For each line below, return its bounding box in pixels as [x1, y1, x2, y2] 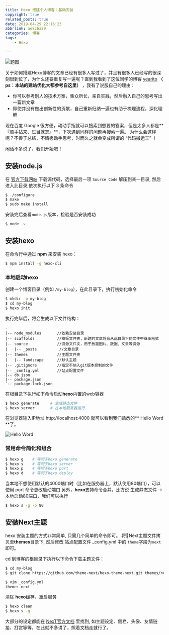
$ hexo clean [5, 604, 33, 609]
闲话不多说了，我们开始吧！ [5, 145, 63, 151]
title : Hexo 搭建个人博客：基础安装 [5, 7, 74, 13]
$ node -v [5, 222, 26, 227]
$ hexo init [5, 305, 30, 311]
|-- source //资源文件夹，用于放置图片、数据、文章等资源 [5, 341, 140, 346]
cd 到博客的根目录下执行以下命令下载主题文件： [5, 556, 105, 562]
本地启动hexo [5, 274, 39, 281]
